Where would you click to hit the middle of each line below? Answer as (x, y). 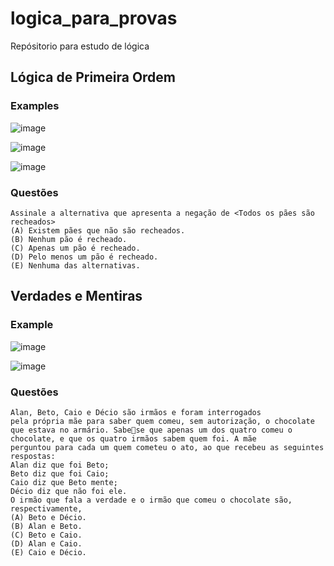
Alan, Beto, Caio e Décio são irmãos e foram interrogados (136, 412)
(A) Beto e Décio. (48, 517)
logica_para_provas (94, 18)
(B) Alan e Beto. (46, 526)
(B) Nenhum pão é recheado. (69, 239)
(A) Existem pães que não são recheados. (98, 230)
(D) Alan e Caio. (46, 543)
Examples (35, 106)
